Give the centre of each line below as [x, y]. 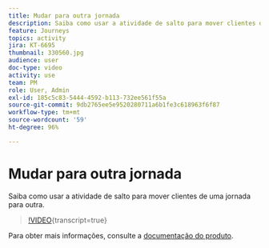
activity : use [32, 75]
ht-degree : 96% [34, 127]
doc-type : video [35, 68]
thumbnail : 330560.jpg [46, 53]
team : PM [23, 82]
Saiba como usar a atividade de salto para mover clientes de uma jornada [129, 196]
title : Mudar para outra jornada [64, 16]
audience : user [34, 61]
